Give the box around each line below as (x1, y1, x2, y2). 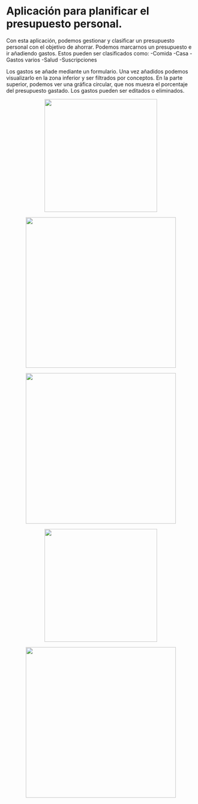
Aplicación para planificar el (6, 4, 149, 18)
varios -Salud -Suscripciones (25, 56, 97, 63)
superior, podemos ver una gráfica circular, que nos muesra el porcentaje (6, 80, 188, 88)
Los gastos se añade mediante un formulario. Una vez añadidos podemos (6, 67, 188, 75)
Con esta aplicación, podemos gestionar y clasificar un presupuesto (6, 37, 175, 44)
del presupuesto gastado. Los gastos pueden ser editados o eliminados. (6, 87, 185, 94)
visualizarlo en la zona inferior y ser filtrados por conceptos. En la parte (6, 74, 183, 81)
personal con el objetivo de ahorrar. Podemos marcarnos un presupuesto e (6, 43, 192, 51)
